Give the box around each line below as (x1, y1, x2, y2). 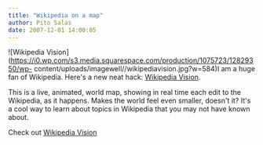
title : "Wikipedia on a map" (8, 11, 104, 20)
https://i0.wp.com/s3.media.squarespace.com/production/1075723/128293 (10, 56, 254, 65)
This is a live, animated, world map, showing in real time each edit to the (8, 88, 242, 97)
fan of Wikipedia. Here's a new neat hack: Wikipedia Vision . (8, 72, 201, 82)
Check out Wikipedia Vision (8, 128, 97, 137)
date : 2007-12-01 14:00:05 (8, 26, 97, 34)
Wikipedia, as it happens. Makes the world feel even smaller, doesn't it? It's (8, 96, 251, 106)
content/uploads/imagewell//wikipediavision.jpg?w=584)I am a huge (34, 64, 256, 74)
